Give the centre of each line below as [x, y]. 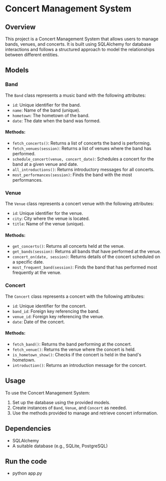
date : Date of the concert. [39, 322]
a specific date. [28, 262]
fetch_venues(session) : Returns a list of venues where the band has [82, 148]
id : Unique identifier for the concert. [49, 306]
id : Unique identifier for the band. [47, 105]
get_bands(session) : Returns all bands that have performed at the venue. [87, 252]
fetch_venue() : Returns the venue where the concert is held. [74, 349]
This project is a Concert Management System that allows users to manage [82, 39]
